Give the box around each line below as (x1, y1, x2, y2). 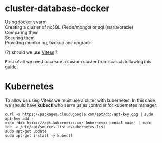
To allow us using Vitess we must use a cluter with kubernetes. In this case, (5, 97, 157, 103)
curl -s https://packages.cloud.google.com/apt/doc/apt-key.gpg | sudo (5, 112, 153, 117)
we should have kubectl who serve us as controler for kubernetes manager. (5, 102, 157, 108)
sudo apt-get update (5, 129, 47, 134)
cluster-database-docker (5, 3, 109, 14)
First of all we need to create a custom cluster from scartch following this (5, 59, 152, 64)
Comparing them (5, 29, 39, 35)
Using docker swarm (5, 19, 47, 25)
